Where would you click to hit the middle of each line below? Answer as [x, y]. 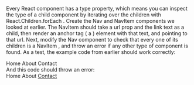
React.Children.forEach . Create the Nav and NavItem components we [90, 21]
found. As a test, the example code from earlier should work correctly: [91, 52]
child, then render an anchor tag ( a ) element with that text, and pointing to [97, 33]
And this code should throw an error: [50, 69]
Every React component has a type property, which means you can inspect [97, 8]
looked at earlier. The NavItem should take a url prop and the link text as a [95, 27]
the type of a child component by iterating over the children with [84, 15]
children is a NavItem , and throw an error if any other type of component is [97, 46]
